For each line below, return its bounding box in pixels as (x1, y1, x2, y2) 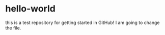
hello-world (5, 3, 56, 14)
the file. (5, 24, 21, 30)
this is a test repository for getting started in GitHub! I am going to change (5, 19, 160, 25)
